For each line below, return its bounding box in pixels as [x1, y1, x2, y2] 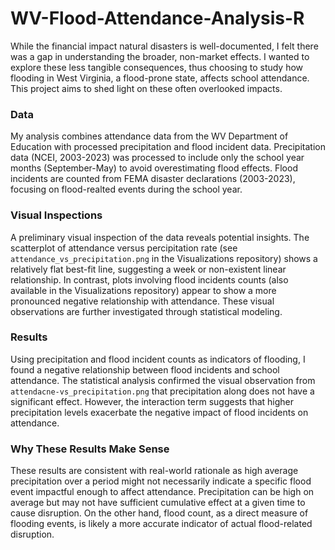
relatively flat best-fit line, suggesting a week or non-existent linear [10, 263, 287, 275]
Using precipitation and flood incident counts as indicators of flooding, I [10, 353, 306, 365]
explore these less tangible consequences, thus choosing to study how [10, 61, 304, 73]
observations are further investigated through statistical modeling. [10, 305, 283, 317]
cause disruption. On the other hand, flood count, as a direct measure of [10, 507, 309, 519]
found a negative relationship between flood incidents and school [10, 363, 280, 376]
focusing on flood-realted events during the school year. [10, 183, 243, 196]
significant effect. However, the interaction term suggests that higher [10, 395, 295, 407]
